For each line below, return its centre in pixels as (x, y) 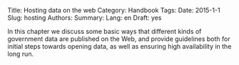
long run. (21, 54)
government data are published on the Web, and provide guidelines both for (119, 39)
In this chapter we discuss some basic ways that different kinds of (105, 31)
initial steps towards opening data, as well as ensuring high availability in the (119, 46)
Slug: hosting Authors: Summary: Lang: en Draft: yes (85, 18)
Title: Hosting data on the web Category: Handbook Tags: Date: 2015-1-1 (114, 10)
